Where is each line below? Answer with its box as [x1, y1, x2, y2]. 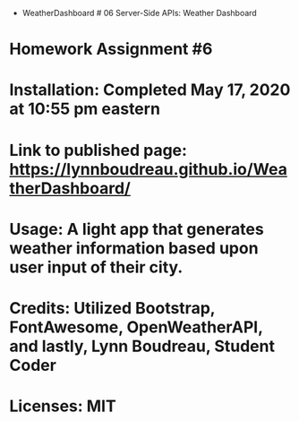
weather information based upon [9, 237, 259, 258]
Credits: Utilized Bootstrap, [9, 297, 216, 318]
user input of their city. [9, 257, 184, 277]
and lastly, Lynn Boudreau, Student [9, 336, 276, 357]
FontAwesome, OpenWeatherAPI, [9, 317, 263, 337]
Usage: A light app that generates [9, 219, 264, 239]
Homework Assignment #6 [9, 39, 213, 59]
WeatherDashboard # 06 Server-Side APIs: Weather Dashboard [21, 8, 257, 18]
